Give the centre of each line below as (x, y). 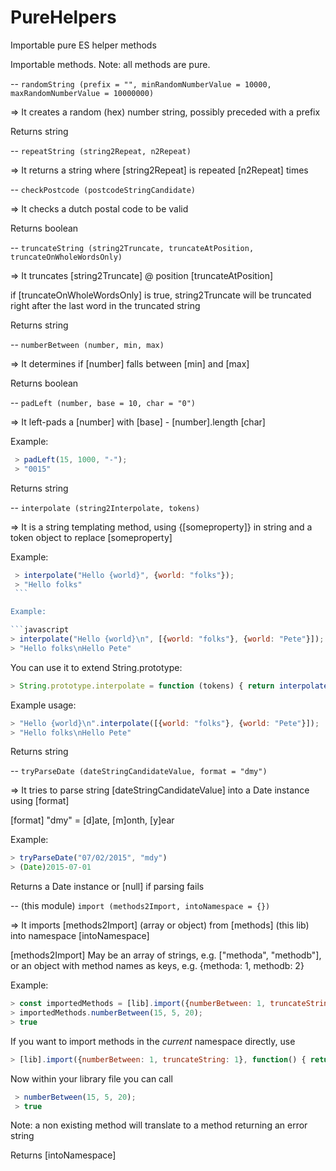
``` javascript (40, 630)
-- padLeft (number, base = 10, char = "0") (103, 402)
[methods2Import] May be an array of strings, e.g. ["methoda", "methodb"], (166, 955)
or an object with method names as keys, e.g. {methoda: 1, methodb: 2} (157, 966)
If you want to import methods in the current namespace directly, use (153, 1041)
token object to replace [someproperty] (91, 537)
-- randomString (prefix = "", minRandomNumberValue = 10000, (141, 83)
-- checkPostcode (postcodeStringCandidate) (103, 189)
